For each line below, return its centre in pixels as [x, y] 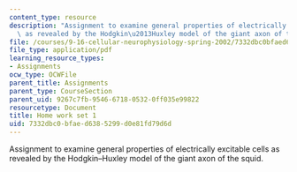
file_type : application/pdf [61, 50]
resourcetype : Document [53, 108]
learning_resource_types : [57, 58]
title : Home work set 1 [53, 116]
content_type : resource [53, 17]
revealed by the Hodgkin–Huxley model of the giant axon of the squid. [136, 158]
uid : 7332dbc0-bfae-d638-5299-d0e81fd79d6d [91, 124]
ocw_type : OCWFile [43, 75]
